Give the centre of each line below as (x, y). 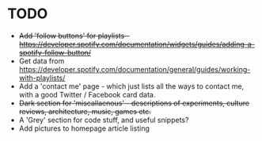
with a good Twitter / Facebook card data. (87, 94)
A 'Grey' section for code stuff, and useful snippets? (104, 120)
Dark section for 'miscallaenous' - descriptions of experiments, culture (134, 103)
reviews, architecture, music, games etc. (85, 111)
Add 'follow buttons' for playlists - (74, 36)
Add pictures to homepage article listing (84, 128)
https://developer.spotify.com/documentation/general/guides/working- (135, 69)
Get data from (42, 61)
